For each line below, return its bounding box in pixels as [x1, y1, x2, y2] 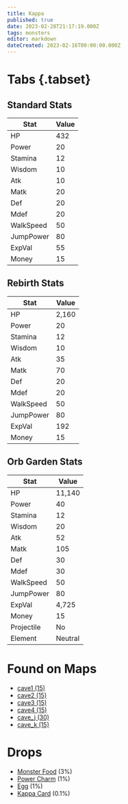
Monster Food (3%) [16, 767, 73, 775]
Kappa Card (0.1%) [16, 789, 71, 797]
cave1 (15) [16, 684, 46, 692]
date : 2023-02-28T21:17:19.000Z [7, 23, 99, 30]
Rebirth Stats [7, 277, 64, 289]
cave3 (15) [16, 698, 47, 706]
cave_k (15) [16, 720, 50, 728]
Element [10, 633, 37, 643]
